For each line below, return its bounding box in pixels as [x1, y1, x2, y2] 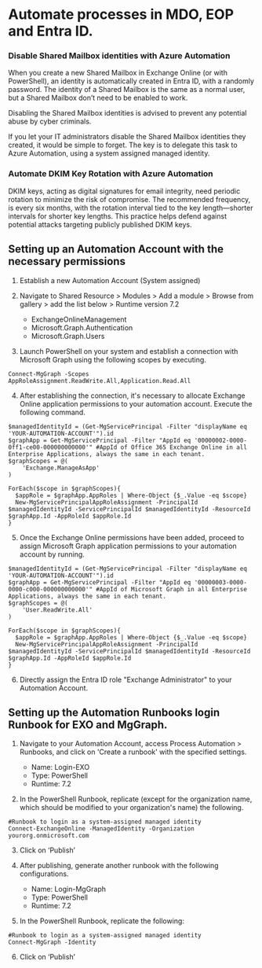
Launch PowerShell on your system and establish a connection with [19, 346, 238, 355]
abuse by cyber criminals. [8, 116, 92, 127]
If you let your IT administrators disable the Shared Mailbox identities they [8, 132, 246, 142]
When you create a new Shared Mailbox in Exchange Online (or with [8, 68, 227, 78]
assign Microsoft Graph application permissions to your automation [19, 541, 237, 550]
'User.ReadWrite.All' [22, 605, 93, 614]
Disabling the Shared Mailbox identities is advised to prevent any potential [8, 109, 247, 118]
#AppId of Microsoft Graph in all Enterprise [95, 585, 247, 593]
